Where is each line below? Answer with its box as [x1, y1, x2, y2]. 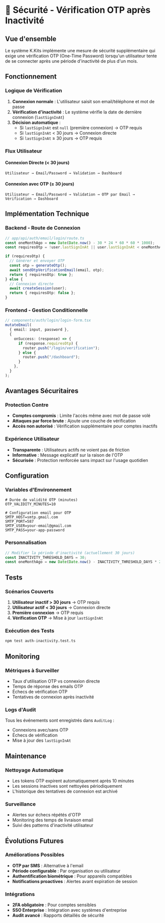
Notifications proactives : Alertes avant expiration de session [12, 878, 137, 884]
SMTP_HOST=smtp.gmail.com [5, 515, 58, 520]
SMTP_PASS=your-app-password [5, 528, 65, 533]
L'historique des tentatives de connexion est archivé [12, 788, 118, 794]
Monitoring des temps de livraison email [12, 817, 93, 823]
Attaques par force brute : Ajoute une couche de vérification [12, 418, 136, 424]
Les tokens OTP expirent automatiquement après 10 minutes [12, 777, 134, 784]
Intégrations [5, 890, 35, 897]
